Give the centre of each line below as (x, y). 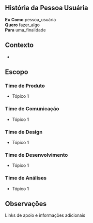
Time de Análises (26, 178)
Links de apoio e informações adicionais (45, 215)
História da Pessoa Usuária (47, 8)
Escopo (16, 72)
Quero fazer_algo (23, 25)
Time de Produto (25, 86)
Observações (26, 203)
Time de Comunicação (32, 109)
